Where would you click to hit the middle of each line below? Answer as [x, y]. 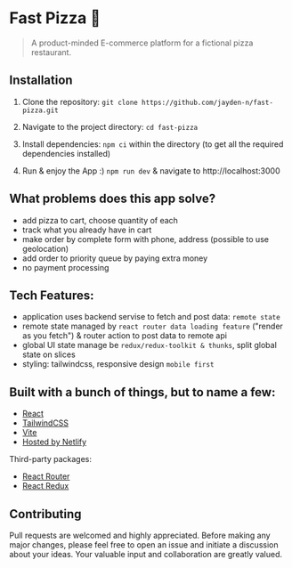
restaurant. [51, 52]
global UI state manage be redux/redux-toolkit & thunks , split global [150, 345]
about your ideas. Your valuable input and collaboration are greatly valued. [146, 554]
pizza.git [41, 110]
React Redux [45, 486]
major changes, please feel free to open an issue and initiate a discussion [144, 545]
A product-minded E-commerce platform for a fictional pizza [142, 43]
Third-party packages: [50, 459]
